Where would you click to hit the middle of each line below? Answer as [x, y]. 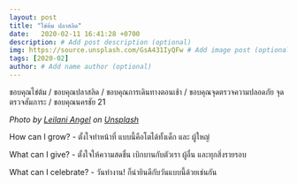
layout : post [33, 17]
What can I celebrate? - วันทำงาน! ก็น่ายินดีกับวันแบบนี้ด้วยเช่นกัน [113, 172]
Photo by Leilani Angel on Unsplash [74, 119]
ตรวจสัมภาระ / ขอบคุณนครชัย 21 [57, 102]
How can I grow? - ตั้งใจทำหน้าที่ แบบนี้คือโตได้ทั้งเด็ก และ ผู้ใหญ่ [110, 136]
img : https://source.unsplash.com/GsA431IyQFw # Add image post [130, 50]
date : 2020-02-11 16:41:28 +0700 [75, 34]
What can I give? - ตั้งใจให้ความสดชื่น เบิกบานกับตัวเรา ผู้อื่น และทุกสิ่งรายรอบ [128, 154]
